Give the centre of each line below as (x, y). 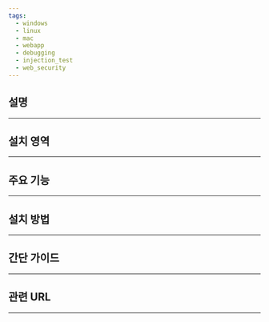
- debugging (36, 53)
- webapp (30, 46)
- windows (32, 23)
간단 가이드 (34, 258)
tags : (17, 16)
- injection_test (44, 61)
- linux (28, 30)
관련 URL (30, 297)
